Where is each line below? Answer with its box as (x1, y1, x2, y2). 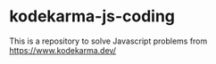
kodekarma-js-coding (9, 6, 176, 27)
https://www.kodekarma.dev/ (9, 44, 117, 55)
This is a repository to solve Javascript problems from (9, 36, 208, 46)
